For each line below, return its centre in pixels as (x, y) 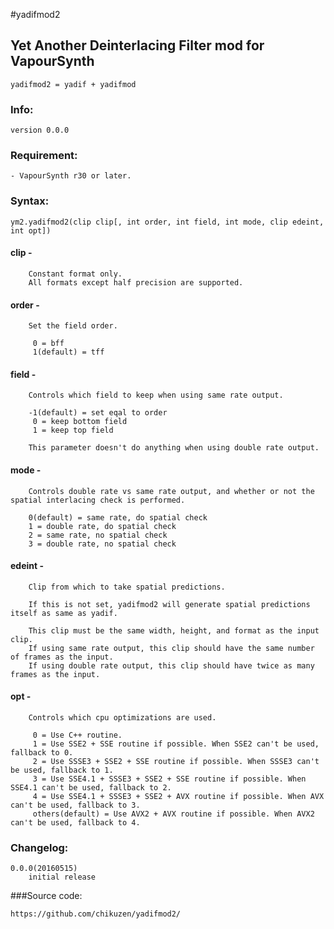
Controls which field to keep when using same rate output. (156, 395)
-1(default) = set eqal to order (98, 413)
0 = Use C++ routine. (77, 735)
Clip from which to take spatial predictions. (127, 587)
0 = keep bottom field (80, 422)
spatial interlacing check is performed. (98, 500)
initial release (62, 877)
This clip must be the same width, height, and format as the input (174, 630)
